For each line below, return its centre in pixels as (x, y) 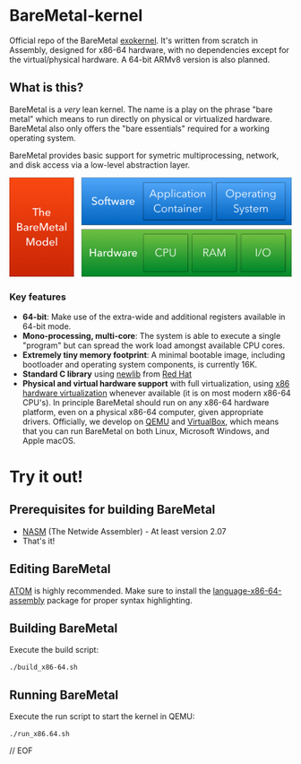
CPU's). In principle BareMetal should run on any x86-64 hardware (146, 402)
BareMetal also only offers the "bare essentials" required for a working (140, 128)
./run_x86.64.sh (39, 734)
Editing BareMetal (60, 569)
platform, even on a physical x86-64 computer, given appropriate (143, 412)
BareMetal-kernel (76, 16)
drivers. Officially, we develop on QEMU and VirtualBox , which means (150, 421)
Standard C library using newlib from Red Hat (107, 374)
